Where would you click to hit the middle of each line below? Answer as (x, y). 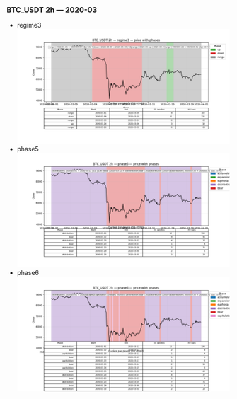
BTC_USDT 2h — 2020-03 (52, 10)
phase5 (28, 149)
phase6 (28, 272)
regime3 (29, 25)
